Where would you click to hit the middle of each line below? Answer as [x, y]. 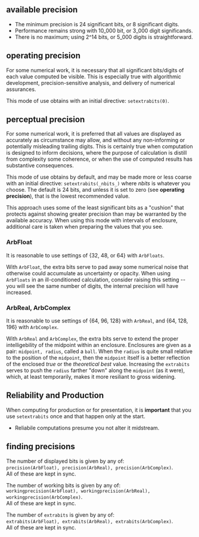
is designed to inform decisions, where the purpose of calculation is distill [97, 153]
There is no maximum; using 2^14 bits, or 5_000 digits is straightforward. [104, 37]
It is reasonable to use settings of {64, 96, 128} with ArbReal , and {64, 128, [97, 321]
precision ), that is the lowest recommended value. [68, 196]
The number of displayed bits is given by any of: [65, 461]
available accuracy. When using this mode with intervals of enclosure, [92, 220]
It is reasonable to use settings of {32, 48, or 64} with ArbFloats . [85, 255]
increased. [19, 292]
